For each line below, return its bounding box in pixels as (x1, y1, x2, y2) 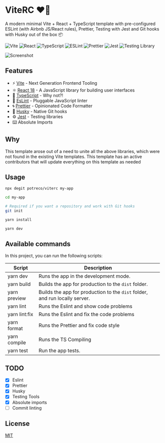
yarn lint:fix (7, 311, 33, 318)
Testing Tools (12, 394, 40, 400)
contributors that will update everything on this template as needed (5, 158, 141, 164)
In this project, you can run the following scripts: (5, 253, 103, 259)
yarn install (5, 217, 32, 222)
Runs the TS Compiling (38, 336, 92, 343)
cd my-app (5, 195, 26, 200)
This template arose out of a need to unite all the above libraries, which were (5, 148, 160, 154)
